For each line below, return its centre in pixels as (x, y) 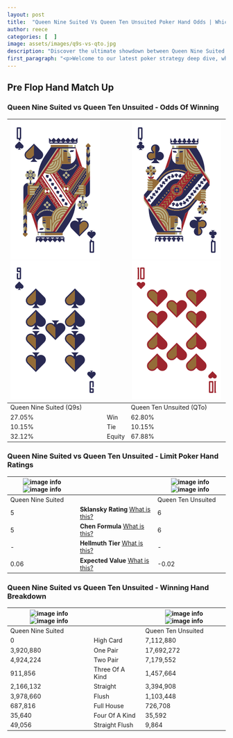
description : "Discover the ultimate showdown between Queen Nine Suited (116, 51)
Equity (116, 437)
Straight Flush (113, 725)
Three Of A (109, 669)
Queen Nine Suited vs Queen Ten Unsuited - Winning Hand (108, 588)
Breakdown (27, 596)
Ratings (20, 465)
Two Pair (106, 660)
